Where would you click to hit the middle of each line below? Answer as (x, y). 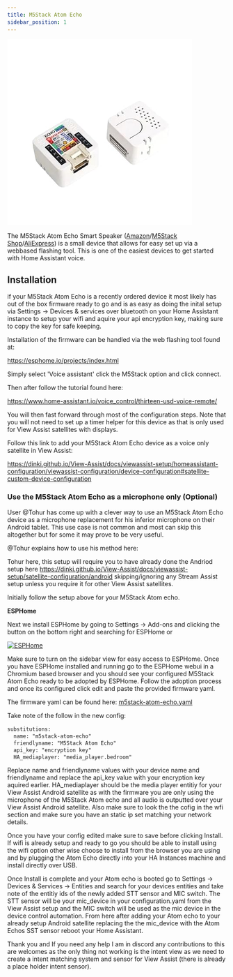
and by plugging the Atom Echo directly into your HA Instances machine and (116, 858)
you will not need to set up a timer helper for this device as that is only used (116, 422)
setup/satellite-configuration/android (60, 576)
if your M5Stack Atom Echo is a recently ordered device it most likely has (112, 297)
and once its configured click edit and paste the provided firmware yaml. (111, 688)
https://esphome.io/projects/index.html (63, 361)
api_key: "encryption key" (53, 750)
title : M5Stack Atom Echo (45, 15)
